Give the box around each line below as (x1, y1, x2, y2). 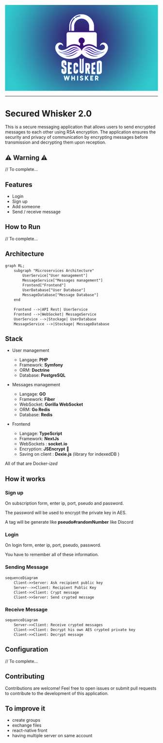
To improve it (5, 704, 45, 712)
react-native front (12, 727, 48, 733)
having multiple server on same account (12, 733, 93, 739)
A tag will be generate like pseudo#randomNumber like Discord (5, 519, 133, 525)
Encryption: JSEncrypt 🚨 (19, 446, 69, 452)
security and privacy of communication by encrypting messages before (5, 134, 148, 140)
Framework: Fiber (19, 396, 55, 402)
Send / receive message (12, 209, 61, 215)
